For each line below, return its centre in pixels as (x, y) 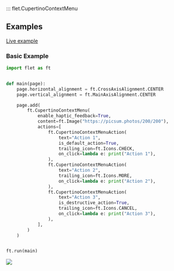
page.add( (29, 105)
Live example (22, 41)
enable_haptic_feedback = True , (74, 116)
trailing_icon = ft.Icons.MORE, (95, 176)
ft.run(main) (22, 251)
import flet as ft (28, 68)
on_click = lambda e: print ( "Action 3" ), (107, 214)
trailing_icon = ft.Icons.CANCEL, (98, 209)
